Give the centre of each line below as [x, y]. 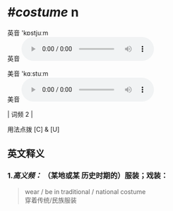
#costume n [43, 12]
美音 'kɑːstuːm [28, 73]
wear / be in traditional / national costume [85, 191]
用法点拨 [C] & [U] [34, 129]
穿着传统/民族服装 [50, 200]
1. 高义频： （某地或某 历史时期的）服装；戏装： [88, 176]
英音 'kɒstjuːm [28, 33]
